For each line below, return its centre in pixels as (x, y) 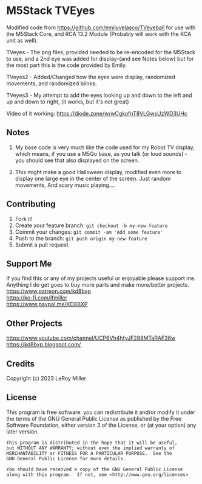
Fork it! (24, 219)
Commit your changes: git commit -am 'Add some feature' (89, 231)
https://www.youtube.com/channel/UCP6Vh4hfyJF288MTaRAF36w (91, 338)
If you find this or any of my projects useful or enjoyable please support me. (101, 278)
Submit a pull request (42, 245)
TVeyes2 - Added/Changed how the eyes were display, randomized (91, 77)
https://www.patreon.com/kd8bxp (49, 291)
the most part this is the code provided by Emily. (67, 65)
